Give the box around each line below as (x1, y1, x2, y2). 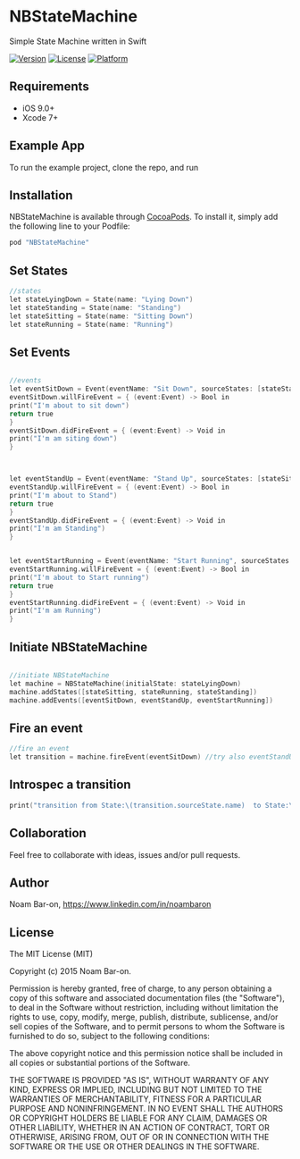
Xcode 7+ (21, 112, 59, 122)
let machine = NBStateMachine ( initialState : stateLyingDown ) (9, 679, 242, 688)
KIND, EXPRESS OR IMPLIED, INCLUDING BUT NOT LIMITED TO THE (9, 1084, 262, 1096)
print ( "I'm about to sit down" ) (9, 400, 129, 410)
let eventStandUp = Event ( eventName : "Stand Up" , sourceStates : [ (9, 475, 262, 483)
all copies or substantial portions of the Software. (9, 1057, 190, 1069)
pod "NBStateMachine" (9, 239, 90, 248)
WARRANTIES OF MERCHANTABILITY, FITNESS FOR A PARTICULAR (9, 1094, 262, 1104)
